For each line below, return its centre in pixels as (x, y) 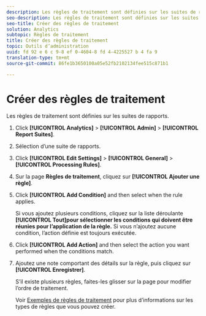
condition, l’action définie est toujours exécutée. (76, 233)
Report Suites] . (35, 134)
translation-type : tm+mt (38, 58)
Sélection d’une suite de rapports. (58, 146)
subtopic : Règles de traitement (48, 35)
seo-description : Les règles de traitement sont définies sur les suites (103, 18)
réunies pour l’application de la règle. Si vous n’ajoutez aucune (96, 226)
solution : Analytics (33, 29)
